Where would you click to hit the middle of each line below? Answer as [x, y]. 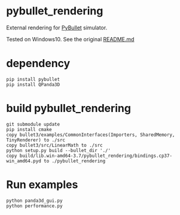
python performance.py [34, 206]
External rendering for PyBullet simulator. [57, 28]
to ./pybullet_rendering [75, 161]
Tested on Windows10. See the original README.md [70, 39]
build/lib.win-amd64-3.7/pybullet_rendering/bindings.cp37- [96, 156]
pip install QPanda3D [33, 84]
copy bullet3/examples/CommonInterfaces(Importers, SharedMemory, [91, 135]
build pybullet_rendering [69, 108]
